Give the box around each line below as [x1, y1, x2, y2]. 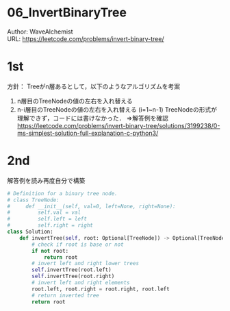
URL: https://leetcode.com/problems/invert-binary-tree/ [7, 34, 164, 42]
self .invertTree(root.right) [31, 273, 115, 280]
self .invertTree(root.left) [31, 266, 112, 273]
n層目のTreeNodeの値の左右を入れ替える [16, 97, 133, 105]
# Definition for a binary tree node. [7, 190, 118, 197]
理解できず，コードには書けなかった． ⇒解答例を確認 [16, 114, 169, 122]
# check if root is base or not [31, 241, 125, 248]
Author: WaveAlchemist [7, 27, 73, 36]
